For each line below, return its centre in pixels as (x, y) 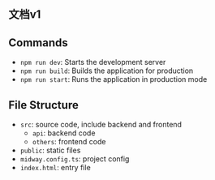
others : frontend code (69, 142)
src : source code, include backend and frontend (101, 125)
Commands (39, 43)
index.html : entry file (55, 168)
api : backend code (64, 133)
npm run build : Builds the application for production (107, 71)
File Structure (43, 105)
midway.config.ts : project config (75, 159)
